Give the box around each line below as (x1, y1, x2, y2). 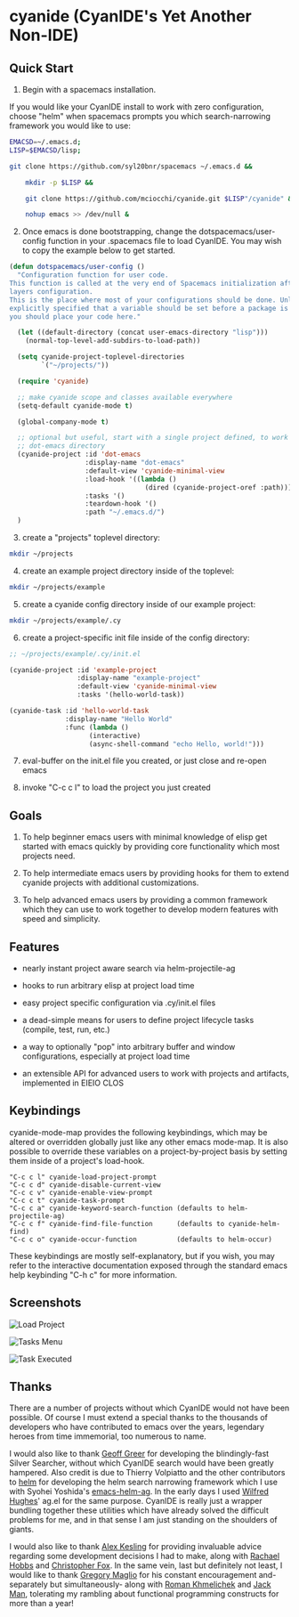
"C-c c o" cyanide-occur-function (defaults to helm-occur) (9, 1235, 273, 1244)
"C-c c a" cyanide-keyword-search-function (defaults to (9, 1204, 225, 1213)
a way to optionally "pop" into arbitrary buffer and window (21, 1042, 236, 1052)
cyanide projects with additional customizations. (21, 877, 199, 888)
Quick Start (9, 61, 74, 76)
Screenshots (9, 1296, 82, 1311)
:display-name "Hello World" (65, 714, 174, 723)
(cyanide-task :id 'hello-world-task (9, 706, 149, 715)
